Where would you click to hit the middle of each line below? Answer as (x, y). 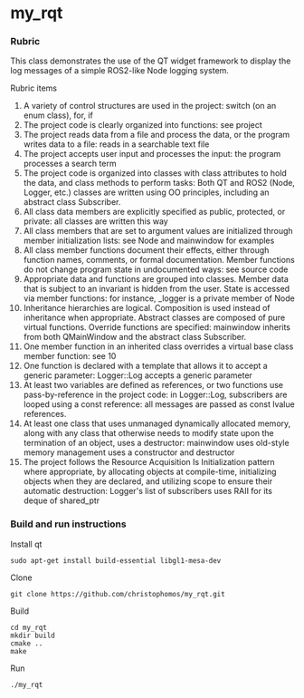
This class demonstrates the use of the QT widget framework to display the (151, 61)
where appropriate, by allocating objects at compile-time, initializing (150, 472)
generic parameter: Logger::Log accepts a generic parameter (138, 375)
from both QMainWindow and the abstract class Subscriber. (135, 337)
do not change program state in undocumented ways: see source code (156, 269)
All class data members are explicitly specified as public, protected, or (154, 212)
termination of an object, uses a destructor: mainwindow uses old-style (156, 443)
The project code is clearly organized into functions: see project (143, 125)
